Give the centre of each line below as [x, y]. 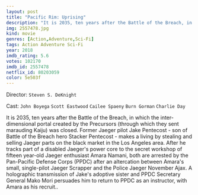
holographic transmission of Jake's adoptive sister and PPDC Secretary [93, 174]
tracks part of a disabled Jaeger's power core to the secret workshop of [94, 149]
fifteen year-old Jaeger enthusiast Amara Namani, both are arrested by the [97, 155]
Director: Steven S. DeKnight [41, 95]
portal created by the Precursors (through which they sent [108, 124]
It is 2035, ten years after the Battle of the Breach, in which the [83, 118]
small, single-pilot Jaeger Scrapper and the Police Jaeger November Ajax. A [99, 168]
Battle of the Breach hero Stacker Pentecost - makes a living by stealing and [99, 136]
